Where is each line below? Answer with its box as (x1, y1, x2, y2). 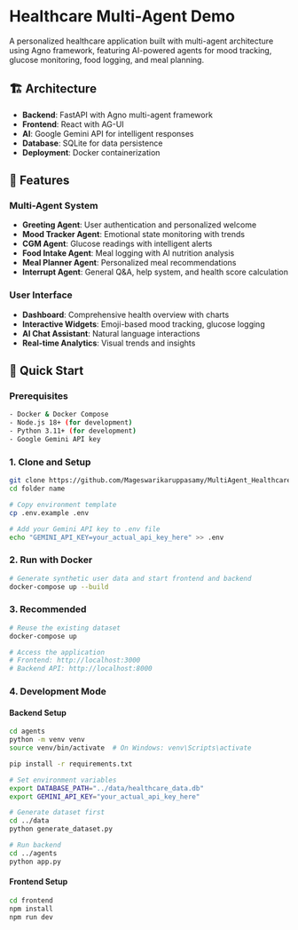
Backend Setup (9, 707, 67, 718)
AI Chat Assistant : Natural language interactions (21, 328, 200, 338)
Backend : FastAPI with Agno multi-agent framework (21, 109, 213, 120)
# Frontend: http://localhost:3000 (9, 656, 141, 665)
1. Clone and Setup (9, 456, 91, 468)
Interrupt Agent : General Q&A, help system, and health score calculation (21, 266, 289, 277)
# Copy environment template (9, 500, 117, 509)
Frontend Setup (9, 877, 68, 887)
